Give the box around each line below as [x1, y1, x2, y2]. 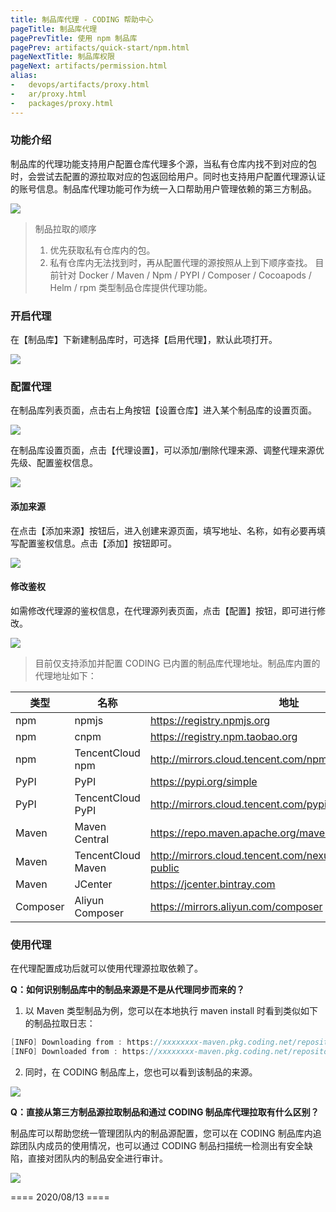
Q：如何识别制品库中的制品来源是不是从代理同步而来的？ [10, 984, 245, 996]
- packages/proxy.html [10, 98, 114, 108]
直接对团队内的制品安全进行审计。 [27, 1152, 168, 1164]
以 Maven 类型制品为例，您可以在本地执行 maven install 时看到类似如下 [24, 1005, 319, 1017]
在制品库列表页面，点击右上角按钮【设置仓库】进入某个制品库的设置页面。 [10, 404, 317, 416]
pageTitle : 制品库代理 [10, 24, 98, 34]
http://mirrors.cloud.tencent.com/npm [149, 752, 328, 766]
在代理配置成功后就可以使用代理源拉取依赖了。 [10, 962, 203, 975]
